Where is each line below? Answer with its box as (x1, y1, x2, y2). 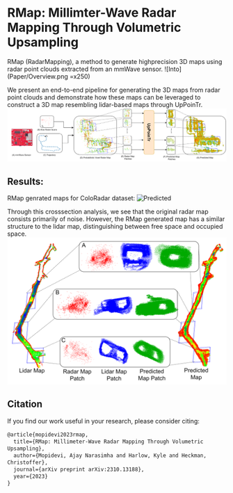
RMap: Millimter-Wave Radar (7, 5, 177, 21)
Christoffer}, (7, 459, 49, 466)
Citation (7, 398, 43, 410)
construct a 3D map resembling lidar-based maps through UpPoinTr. (7, 100, 203, 108)
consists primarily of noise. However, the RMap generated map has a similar (7, 215, 225, 223)
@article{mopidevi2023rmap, (7, 431, 89, 438)
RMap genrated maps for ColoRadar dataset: (7, 194, 136, 202)
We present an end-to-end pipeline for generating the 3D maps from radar (7, 86, 220, 94)
